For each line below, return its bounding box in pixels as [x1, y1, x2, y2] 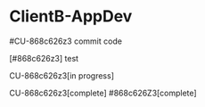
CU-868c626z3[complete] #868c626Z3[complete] [9, 87, 198, 98]
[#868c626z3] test [9, 53, 78, 63]
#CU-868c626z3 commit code [9, 36, 123, 46]
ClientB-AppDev [9, 6, 133, 27]
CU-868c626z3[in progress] [9, 70, 114, 81]
